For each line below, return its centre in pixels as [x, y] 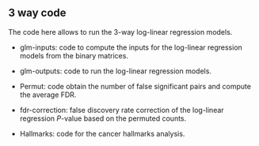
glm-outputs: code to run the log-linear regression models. [116, 71]
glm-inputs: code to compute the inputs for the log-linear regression [131, 47]
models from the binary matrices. [74, 55]
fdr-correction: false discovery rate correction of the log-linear [122, 110]
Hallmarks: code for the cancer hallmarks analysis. [102, 133]
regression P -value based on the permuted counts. [103, 118]
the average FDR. [48, 95]
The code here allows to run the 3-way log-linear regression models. [120, 32]
